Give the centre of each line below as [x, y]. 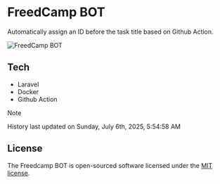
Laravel [28, 84]
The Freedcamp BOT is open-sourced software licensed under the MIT [110, 165]
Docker [28, 91]
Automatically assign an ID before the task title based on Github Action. [110, 32]
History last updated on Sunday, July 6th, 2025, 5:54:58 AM [94, 126]
